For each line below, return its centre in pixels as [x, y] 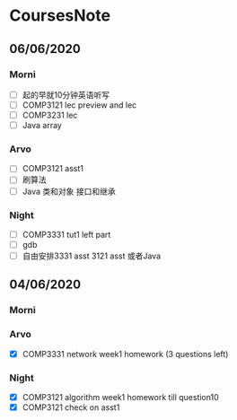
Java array [42, 126]
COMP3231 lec [50, 115]
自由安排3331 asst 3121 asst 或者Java [92, 256]
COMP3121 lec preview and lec [79, 105]
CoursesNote [60, 16]
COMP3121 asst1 [53, 169]
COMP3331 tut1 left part [66, 234]
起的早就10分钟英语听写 [66, 94]
